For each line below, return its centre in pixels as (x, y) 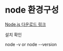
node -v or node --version (31, 44)
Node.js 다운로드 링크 (25, 24)
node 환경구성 (32, 10)
